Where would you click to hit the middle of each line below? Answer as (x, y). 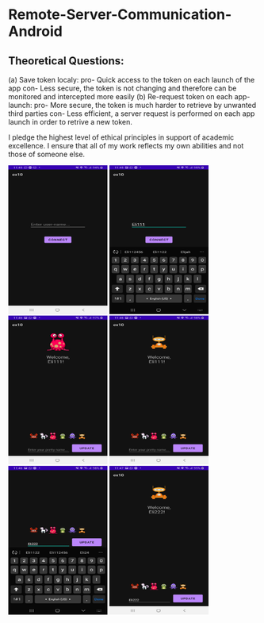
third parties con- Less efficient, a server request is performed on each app (132, 113)
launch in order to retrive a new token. (71, 122)
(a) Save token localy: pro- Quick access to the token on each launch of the (132, 80)
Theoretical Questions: (66, 61)
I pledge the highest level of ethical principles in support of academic (121, 137)
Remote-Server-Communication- (120, 15)
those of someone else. (47, 154)
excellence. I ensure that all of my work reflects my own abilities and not (126, 146)
